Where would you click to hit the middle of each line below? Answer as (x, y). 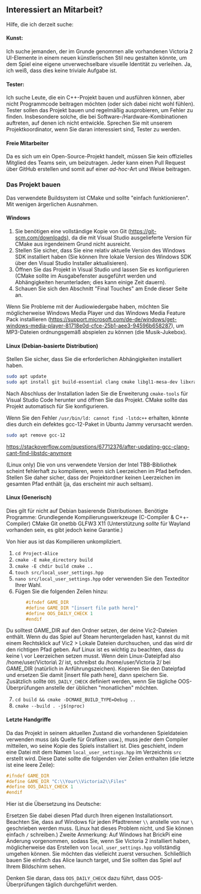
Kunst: (15, 38)
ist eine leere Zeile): (31, 764)
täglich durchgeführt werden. (82, 884)
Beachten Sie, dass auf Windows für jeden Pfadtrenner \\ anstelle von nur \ (100, 822)
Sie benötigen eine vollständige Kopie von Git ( (72, 231)
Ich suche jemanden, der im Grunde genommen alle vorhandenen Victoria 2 (100, 52)
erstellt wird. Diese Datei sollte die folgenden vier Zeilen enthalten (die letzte (100, 758)
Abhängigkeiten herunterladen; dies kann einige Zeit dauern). (90, 282)
